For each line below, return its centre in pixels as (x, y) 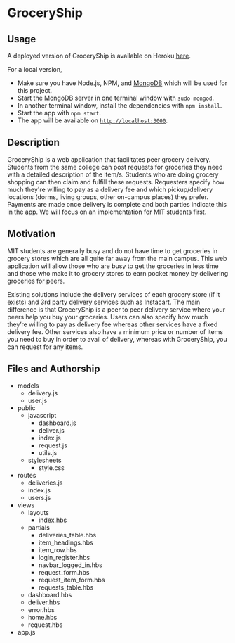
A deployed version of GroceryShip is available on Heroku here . (99, 56)
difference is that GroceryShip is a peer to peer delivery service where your (116, 309)
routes (27, 476)
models (28, 386)
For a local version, (35, 69)
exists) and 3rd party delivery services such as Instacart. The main (104, 302)
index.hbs (53, 520)
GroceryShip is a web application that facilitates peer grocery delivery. (109, 159)
